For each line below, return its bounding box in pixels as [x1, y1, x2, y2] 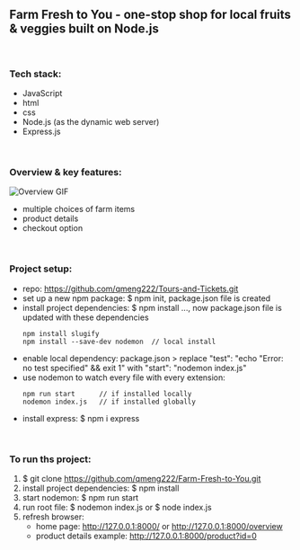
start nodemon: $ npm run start [22, 492, 139, 502]
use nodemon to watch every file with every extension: [22, 372, 226, 383]
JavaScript [22, 88, 63, 99]
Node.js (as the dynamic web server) [22, 117, 160, 128]
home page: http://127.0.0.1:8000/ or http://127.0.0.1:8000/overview [35, 521, 283, 531]
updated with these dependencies [22, 312, 150, 323]
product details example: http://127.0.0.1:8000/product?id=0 [35, 530, 258, 541]
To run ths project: [9, 453, 92, 466]
